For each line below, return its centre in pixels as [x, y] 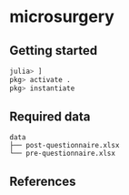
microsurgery [62, 17]
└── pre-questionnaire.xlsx [63, 154]
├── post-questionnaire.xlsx [64, 146]
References [43, 181]
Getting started [54, 51]
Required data [50, 117]
